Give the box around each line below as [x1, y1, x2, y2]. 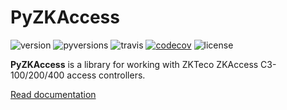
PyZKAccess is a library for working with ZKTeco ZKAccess [10, 58, 259, 70]
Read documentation [10, 88, 97, 100]
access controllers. [66, 69, 146, 81]
